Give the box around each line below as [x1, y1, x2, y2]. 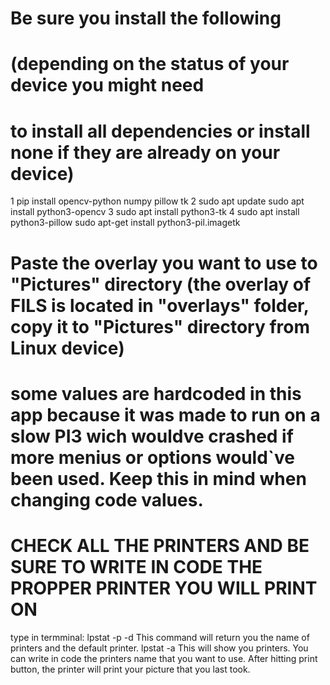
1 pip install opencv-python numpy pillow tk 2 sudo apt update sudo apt [10, 195, 305, 207]
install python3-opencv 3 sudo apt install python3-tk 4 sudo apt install [10, 206, 300, 218]
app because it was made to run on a [10, 403, 321, 426]
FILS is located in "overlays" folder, [10, 294, 310, 317]
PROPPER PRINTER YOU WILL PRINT [10, 577, 318, 599]
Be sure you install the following [10, 7, 282, 30]
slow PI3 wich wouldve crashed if [10, 425, 294, 447]
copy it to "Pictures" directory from [10, 315, 310, 338]
